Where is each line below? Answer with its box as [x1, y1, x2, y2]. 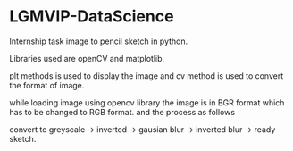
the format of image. [9, 80, 85, 90]
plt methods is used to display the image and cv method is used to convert [9, 70, 284, 81]
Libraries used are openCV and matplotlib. [9, 53, 165, 63]
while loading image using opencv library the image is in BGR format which [9, 96, 285, 108]
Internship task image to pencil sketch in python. [9, 36, 188, 46]
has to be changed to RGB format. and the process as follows [9, 106, 235, 117]
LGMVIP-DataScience [9, 6, 174, 27]
